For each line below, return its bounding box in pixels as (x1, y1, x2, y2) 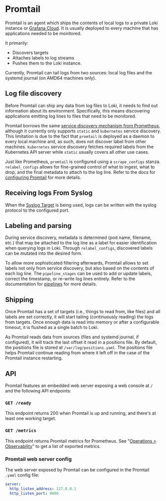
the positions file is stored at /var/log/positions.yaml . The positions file (5, 344, 153, 350)
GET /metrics (5, 428, 37, 434)
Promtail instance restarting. (5, 355, 63, 361)
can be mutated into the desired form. (5, 250, 83, 256)
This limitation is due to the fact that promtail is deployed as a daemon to (5, 133, 155, 139)
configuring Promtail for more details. (5, 174, 82, 180)
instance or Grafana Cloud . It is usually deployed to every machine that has (5, 25, 159, 31)
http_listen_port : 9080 (9, 491, 58, 496)
